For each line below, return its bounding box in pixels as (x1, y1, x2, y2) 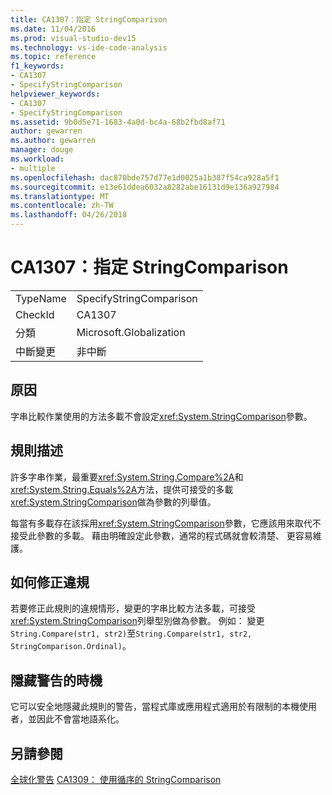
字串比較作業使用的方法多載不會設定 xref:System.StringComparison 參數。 (10, 410, 313, 422)
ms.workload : (10, 154, 65, 164)
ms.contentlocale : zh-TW (10, 201, 114, 211)
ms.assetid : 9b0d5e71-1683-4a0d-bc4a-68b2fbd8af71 (10, 117, 226, 127)
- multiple (10, 163, 56, 173)
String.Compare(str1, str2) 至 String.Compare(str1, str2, (10, 627, 253, 640)
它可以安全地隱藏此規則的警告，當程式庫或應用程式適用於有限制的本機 (10, 701, 300, 713)
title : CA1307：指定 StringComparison (10, 14, 168, 25)
